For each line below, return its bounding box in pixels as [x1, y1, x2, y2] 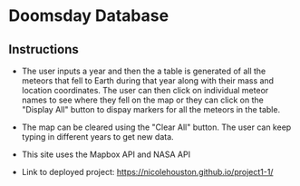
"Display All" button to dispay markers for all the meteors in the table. [21, 104, 281, 114]
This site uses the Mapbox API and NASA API [21, 149, 191, 160]
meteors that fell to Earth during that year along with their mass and [21, 75, 274, 86]
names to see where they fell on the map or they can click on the [21, 94, 264, 105]
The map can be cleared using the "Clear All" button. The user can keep [21, 122, 292, 132]
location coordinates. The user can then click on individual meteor [21, 85, 269, 95]
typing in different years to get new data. [21, 132, 174, 142]
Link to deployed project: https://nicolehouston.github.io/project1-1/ [21, 167, 274, 177]
